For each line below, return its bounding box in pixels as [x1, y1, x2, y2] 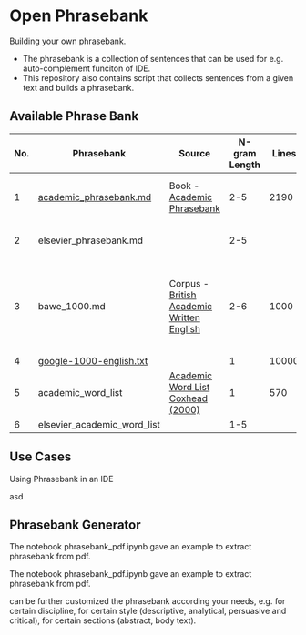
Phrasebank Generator [9, 517, 141, 532]
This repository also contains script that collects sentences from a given [22, 72, 294, 83]
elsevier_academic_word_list [37, 418, 161, 430]
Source [178, 146, 211, 159]
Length [229, 158, 261, 171]
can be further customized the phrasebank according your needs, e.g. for [9, 596, 286, 607]
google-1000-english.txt [37, 354, 148, 367]
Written [168, 311, 200, 324]
